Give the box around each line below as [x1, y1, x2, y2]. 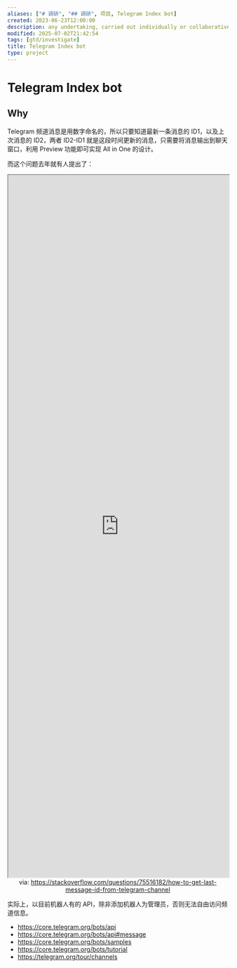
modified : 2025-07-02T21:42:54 [7, 30, 99, 37]
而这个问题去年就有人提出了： [7, 159, 93, 168]
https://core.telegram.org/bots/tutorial [17, 945, 128, 953]
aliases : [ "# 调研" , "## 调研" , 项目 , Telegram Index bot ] [7, 10, 177, 18]
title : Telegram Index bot [7, 43, 86, 50]
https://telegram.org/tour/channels [17, 953, 118, 961]
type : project [7, 50, 49, 57]
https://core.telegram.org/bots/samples [17, 937, 132, 946]
